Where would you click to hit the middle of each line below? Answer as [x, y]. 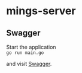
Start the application [31, 47]
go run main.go [25, 53]
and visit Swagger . [29, 64]
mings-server [41, 11]
